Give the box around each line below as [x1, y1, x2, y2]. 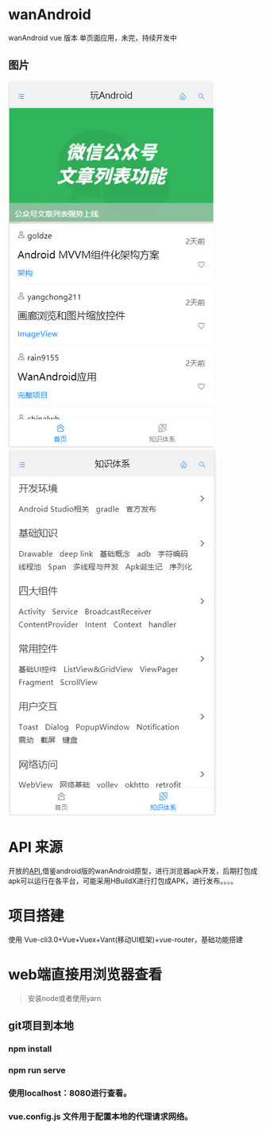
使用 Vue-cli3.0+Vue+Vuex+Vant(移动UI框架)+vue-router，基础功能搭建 [8, 934, 244, 944]
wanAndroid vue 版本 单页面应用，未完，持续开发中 [8, 33, 177, 42]
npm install [8, 1043, 52, 1054]
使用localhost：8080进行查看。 [8, 1087, 132, 1098]
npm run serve [8, 1065, 66, 1076]
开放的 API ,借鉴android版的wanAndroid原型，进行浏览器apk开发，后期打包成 [8, 866, 258, 875]
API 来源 [8, 838, 64, 856]
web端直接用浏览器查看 [8, 965, 163, 983]
